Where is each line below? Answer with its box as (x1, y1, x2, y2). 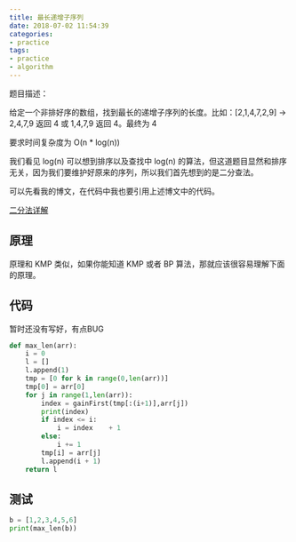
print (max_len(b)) (9, 524, 77, 533)
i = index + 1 (56, 424, 122, 433)
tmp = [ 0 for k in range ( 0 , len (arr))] (25, 374, 169, 383)
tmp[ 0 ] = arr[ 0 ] (25, 382, 86, 391)
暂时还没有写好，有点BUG (9, 323, 105, 334)
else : (41, 432, 62, 441)
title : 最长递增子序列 (9, 12, 84, 22)
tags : (9, 46, 29, 55)
